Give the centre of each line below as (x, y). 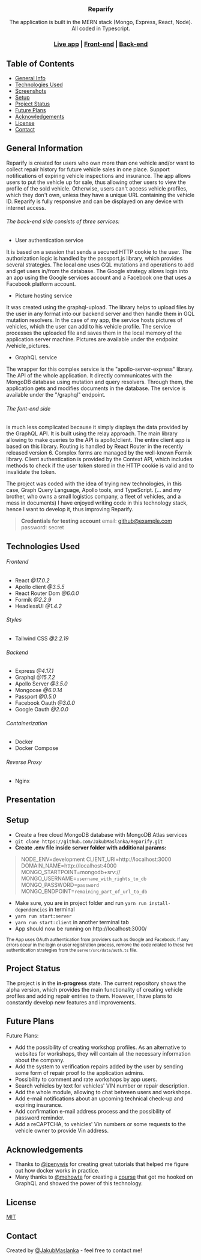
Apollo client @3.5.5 (40, 587)
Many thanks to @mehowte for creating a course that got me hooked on (104, 1177)
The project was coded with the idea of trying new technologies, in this (94, 484)
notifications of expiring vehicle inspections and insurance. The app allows (98, 175)
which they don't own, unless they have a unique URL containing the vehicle (100, 195)
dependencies (31, 910)
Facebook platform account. (41, 284)
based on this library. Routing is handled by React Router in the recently (94, 446)
